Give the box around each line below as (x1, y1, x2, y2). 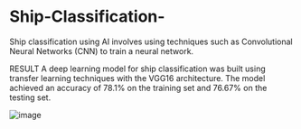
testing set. (9, 92, 52, 103)
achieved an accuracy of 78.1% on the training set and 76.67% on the (9, 82, 268, 93)
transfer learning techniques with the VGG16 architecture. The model (9, 72, 266, 83)
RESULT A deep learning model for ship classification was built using (9, 63, 267, 74)
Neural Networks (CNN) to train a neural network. (9, 45, 194, 56)
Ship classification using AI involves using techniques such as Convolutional (9, 36, 293, 47)
